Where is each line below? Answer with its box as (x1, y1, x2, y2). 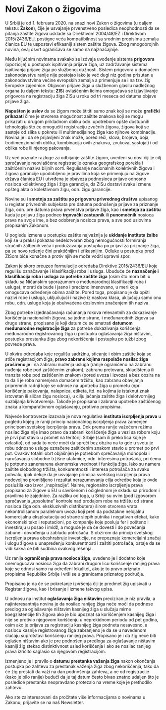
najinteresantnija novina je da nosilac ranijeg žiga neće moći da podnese (5, 601, 153, 607)
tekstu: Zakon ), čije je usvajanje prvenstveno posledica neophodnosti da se (5, 25, 160, 31)
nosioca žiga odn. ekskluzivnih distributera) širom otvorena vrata (5, 503, 138, 509)
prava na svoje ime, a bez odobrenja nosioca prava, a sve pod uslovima (5, 217, 151, 223)
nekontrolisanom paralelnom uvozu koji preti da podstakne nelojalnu (5, 508, 145, 514)
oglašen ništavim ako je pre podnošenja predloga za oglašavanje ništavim (5, 638, 156, 644)
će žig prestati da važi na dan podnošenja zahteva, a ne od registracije (5, 668, 150, 675)
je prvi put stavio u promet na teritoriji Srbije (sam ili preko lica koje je (5, 434, 146, 440)
